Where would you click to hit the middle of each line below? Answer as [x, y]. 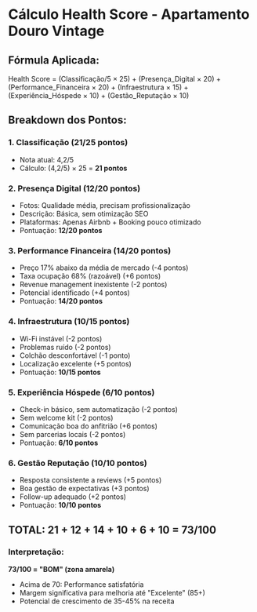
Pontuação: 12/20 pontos [61, 230]
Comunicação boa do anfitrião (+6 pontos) [89, 426]
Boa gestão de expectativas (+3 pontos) [84, 489]
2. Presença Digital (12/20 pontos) [74, 188]
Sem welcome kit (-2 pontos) [66, 417]
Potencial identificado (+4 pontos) [75, 293]
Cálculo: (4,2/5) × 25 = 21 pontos [73, 168]
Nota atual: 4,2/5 [47, 159]
